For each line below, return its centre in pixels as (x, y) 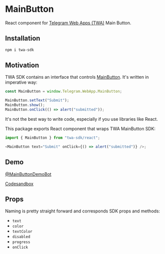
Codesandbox (19, 184)
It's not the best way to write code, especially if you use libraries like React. (82, 119)
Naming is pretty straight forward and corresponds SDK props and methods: (82, 211)
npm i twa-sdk (20, 50)
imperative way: (21, 82)
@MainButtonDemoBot (28, 174)
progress (21, 242)
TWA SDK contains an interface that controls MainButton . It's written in (77, 77)
